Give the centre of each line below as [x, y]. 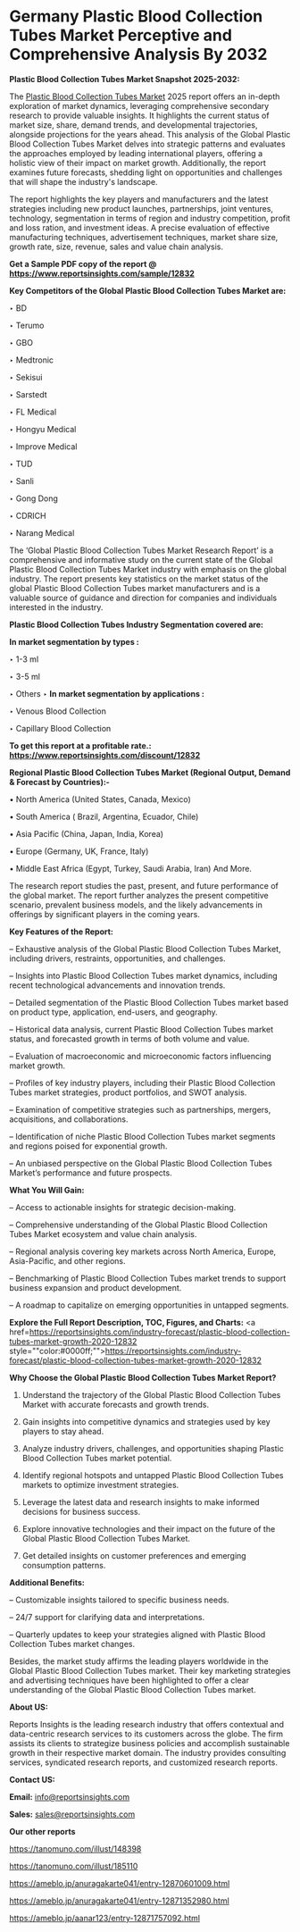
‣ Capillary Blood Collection [60, 728]
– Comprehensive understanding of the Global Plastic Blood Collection [138, 1225]
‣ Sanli [21, 481]
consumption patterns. [64, 1565]
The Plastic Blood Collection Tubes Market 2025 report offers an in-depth [145, 96]
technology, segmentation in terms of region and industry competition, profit [150, 218]
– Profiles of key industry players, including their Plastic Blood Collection [142, 1083]
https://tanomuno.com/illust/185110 [74, 1866]
